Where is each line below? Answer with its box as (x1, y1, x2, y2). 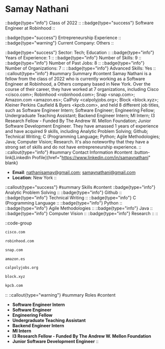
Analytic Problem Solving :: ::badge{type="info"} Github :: (5, 189, 122, 195)
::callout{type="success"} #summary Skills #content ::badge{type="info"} (5, 184, 156, 190)
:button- (133, 149, 150, 155)
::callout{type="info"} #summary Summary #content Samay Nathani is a (5, 70, 152, 76)
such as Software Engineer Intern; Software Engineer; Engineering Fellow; (5, 107, 155, 113)
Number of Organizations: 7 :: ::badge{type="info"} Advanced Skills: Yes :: (5, 65, 156, 71)
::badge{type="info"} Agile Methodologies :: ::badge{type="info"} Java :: (5, 205, 153, 211)
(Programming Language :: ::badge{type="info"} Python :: (5, 200, 123, 206)
